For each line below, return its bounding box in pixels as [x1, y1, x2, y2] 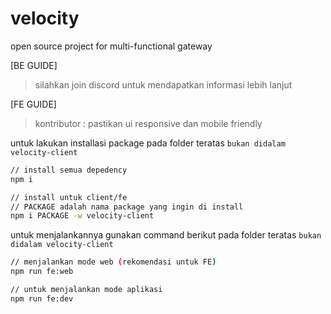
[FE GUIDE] [10, 98, 57, 110]
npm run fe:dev [10, 293, 74, 304]
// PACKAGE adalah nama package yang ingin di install [10, 202, 244, 212]
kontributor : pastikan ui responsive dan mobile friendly [34, 117, 263, 129]
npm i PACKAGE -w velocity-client [10, 211, 155, 221]
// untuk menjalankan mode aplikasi [10, 285, 163, 295]
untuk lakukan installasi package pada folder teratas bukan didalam [10, 137, 286, 149]
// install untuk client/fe [10, 192, 128, 202]
